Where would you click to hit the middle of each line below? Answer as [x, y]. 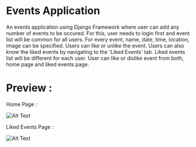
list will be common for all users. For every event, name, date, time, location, [98, 39]
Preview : [29, 88]
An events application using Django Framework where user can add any [93, 27]
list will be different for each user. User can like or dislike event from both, [95, 58]
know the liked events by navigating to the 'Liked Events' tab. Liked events [96, 52]
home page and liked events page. [48, 64]
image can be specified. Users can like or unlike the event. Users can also [95, 46]
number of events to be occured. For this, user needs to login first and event [98, 33]
